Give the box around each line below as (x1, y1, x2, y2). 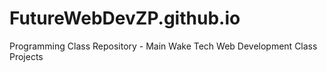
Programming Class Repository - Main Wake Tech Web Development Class (9, 40, 318, 52)
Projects (9, 50, 44, 62)
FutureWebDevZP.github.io (9, 7, 241, 30)
